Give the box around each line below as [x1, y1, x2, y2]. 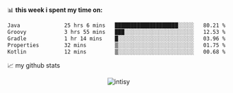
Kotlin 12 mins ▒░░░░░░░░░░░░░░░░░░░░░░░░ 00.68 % [7, 48, 226, 55]
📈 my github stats [7, 61, 61, 70]
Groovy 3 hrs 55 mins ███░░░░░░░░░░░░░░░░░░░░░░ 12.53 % [7, 28, 226, 35]
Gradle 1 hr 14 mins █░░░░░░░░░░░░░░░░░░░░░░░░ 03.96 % [7, 35, 226, 42]
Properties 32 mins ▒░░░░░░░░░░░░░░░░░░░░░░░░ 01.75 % [7, 42, 226, 49]
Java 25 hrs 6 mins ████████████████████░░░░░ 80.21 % [7, 22, 226, 29]
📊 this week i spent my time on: [7, 6, 103, 14]
